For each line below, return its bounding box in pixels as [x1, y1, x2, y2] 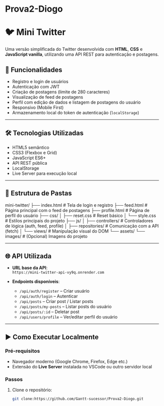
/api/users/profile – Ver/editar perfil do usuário [19, 314, 118, 320]
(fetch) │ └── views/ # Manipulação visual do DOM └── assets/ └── [5, 228, 145, 234]
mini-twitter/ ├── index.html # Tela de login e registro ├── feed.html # [5, 202, 148, 208]
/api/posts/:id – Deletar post [19, 309, 80, 315]
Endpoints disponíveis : [12, 278, 60, 284]
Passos [5, 376, 23, 383]
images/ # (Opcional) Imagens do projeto [5, 233, 88, 239]
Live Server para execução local [12, 170, 77, 176]
